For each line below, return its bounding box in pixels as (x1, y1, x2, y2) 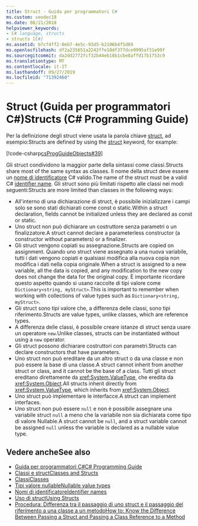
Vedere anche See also (6, 447, 90, 457)
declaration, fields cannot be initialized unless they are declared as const (14, 210, 193, 217)
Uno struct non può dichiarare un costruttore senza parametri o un (14, 223, 177, 230)
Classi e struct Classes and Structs (14, 469, 99, 476)
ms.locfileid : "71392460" (6, 74, 70, 80)
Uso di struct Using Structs (14, 494, 79, 501)
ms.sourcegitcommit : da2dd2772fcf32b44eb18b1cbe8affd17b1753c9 (6, 53, 165, 59)
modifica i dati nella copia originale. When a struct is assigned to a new (14, 261, 187, 268)
